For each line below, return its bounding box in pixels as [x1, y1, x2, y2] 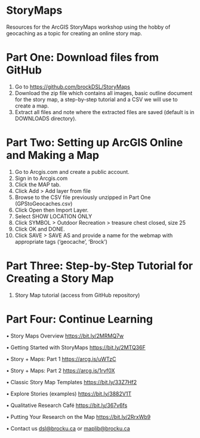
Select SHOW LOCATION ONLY [14, 213, 93, 220]
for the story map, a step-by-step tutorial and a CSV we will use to [14, 96, 178, 103]
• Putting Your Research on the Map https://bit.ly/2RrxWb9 [6, 413, 151, 420]
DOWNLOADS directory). [14, 115, 76, 122]
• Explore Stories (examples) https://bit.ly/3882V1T [6, 390, 132, 397]
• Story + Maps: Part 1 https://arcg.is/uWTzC [6, 355, 116, 362]
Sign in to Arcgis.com [14, 174, 68, 182]
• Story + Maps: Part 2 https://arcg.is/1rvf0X [6, 367, 115, 374]
